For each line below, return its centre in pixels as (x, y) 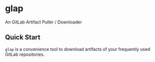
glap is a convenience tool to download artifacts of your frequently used (78, 49)
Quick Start (23, 37)
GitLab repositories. (25, 54)
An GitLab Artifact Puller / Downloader (44, 22)
